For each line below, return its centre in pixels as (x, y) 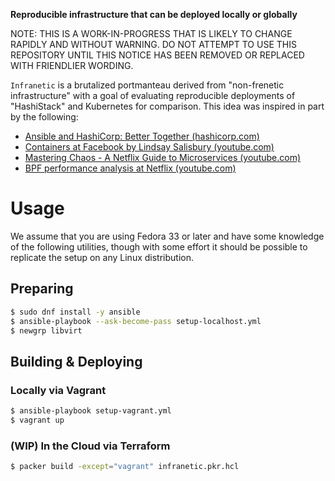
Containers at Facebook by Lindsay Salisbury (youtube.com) (149, 147)
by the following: (44, 117)
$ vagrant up (37, 420)
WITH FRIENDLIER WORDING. (72, 65)
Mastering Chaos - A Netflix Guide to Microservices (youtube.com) (163, 157)
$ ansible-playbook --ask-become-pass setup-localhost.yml (136, 321)
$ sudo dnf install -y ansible (75, 312)
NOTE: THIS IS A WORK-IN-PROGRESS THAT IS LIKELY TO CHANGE (151, 33)
